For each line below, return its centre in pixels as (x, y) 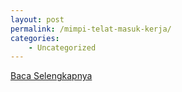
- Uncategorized (62, 47)
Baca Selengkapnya (51, 76)
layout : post (37, 19)
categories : (35, 38)
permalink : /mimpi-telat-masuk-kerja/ (91, 29)
